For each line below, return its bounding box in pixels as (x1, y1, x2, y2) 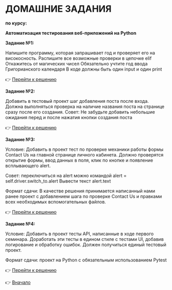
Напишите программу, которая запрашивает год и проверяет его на (5, 50, 155, 56)
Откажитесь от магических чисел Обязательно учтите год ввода (5, 60, 148, 66)
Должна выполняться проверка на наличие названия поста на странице (5, 103, 165, 109)
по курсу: (5, 20, 27, 26)
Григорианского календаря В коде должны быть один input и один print (5, 66, 162, 72)
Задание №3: (5, 136, 35, 142)
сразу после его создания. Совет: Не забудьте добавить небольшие (5, 108, 155, 115)
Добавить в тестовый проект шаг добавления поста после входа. (5, 98, 149, 104)
